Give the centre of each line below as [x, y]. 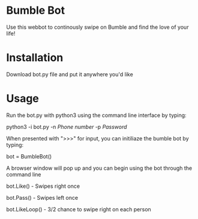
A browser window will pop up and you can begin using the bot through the [99, 168]
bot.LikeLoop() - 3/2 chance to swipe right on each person [79, 209]
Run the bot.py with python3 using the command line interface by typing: [97, 115]
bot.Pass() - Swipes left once [42, 197]
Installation [35, 58]
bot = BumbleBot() [29, 156]
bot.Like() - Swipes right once [43, 186]
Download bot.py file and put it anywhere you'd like [70, 74]
